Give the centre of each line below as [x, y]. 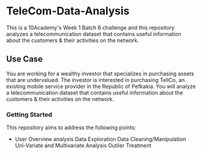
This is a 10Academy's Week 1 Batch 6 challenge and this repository [90, 28]
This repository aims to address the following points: [71, 127]
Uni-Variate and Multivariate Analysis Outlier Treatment [83, 145]
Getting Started [29, 114]
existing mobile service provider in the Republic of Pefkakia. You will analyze [101, 86]
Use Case [25, 59]
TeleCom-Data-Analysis [68, 11]
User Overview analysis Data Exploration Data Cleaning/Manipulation [100, 139]
